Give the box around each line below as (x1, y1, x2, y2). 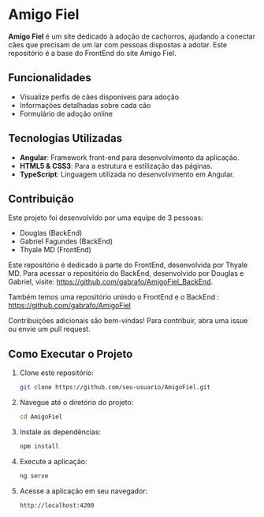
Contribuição (8, 192, 75, 206)
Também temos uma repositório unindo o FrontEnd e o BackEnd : (8, 292, 220, 302)
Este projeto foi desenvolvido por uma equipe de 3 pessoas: (8, 213, 203, 222)
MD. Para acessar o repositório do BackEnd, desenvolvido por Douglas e (8, 269, 244, 278)
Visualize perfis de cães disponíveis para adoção (19, 92, 180, 102)
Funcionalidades (8, 71, 92, 84)
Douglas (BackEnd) (19, 229, 83, 238)
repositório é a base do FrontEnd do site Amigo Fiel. (8, 48, 177, 58)
